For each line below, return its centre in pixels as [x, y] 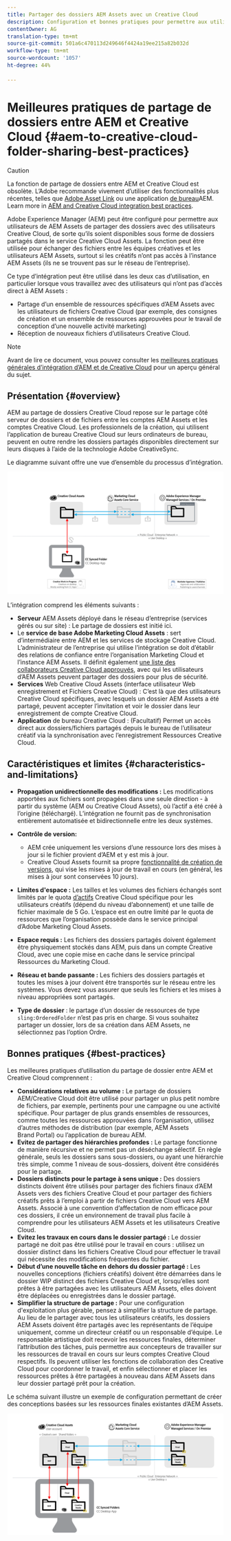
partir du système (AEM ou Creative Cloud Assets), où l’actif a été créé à [120, 806]
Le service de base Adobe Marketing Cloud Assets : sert [99, 633]
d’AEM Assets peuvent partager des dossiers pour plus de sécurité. [112, 677]
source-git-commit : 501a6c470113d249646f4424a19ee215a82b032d [98, 44]
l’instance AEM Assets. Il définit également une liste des [96, 662]
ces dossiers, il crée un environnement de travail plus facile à [104, 1215]
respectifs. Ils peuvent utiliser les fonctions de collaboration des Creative [120, 1361]
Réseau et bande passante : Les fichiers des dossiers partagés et [111, 975]
